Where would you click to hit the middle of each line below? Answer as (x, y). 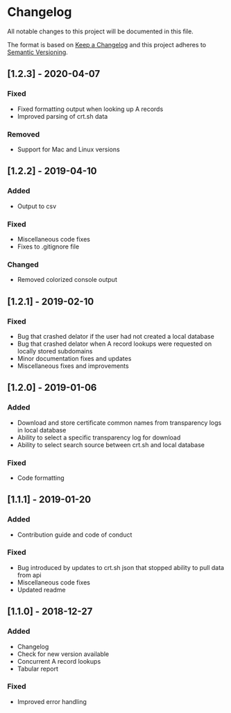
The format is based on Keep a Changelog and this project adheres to (107, 44)
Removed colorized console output (67, 280)
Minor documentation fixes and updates (74, 358)
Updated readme (41, 589)
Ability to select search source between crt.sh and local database (111, 444)
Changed (23, 265)
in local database (42, 430)
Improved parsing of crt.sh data (62, 116)
